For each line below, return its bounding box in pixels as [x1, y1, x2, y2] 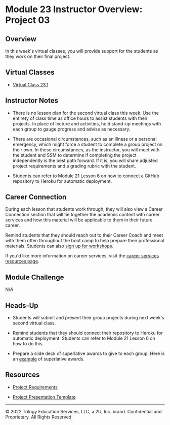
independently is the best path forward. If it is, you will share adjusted [12, 157, 158, 164]
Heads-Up [5, 301, 39, 310]
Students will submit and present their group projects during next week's [12, 315, 164, 321]
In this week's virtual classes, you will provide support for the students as [5, 48, 158, 54]
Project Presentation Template [12, 394, 76, 400]
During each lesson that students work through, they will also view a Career [5, 206, 163, 212]
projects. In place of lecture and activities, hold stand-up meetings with [12, 120, 161, 126]
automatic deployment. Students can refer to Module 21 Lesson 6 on [12, 335, 155, 341]
